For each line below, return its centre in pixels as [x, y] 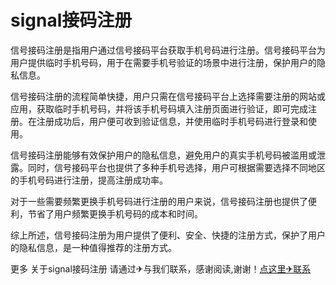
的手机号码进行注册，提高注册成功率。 [89, 180]
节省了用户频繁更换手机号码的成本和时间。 [115, 213]
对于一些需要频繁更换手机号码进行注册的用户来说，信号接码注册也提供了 [159, 201]
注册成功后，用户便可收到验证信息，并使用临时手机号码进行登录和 [172, 121]
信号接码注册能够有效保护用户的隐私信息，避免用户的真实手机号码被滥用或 [163, 155]
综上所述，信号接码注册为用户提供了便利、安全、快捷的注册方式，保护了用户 [168, 235]
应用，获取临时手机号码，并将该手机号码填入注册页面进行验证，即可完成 [159, 108]
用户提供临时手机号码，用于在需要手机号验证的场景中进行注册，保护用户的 [163, 62]
